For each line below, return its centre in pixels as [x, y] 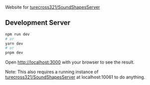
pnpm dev [14, 53]
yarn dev [14, 43]
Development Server [38, 23]
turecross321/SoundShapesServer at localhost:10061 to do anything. [75, 77]
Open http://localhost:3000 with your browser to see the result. [70, 62]
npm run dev [17, 34]
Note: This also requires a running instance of [52, 72]
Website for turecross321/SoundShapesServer [53, 7]
